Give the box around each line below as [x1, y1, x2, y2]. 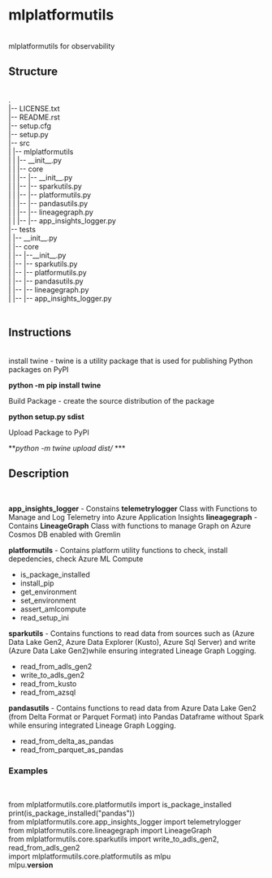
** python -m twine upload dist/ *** [8, 443, 126, 452]
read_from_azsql [19, 688, 76, 698]
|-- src [8, 138, 30, 148]
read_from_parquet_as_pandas [19, 745, 124, 755]
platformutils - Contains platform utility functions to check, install [8, 546, 228, 556]
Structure [8, 65, 58, 79]
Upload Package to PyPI [8, 427, 89, 437]
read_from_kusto [19, 679, 77, 689]
